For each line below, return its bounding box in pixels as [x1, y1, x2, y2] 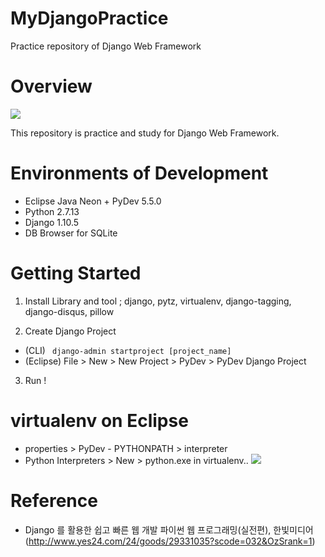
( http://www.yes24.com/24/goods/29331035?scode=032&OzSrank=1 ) [24, 535, 316, 547]
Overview [10, 75, 93, 98]
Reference [10, 489, 98, 512]
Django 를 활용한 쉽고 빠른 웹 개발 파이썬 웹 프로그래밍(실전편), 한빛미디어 [24, 523, 314, 536]
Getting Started [10, 262, 142, 284]
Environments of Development [10, 162, 269, 185]
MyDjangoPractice [10, 7, 169, 30]
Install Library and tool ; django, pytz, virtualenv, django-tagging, [24, 295, 292, 307]
